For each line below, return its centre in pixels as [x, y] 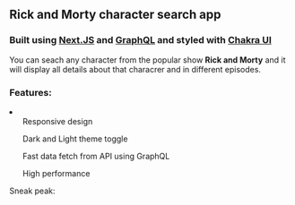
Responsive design [57, 121]
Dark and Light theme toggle [75, 139]
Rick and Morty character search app [115, 15]
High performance [56, 173]
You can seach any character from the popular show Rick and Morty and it [147, 60]
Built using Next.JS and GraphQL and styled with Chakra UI [140, 40]
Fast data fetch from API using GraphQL [96, 156]
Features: [30, 92]
